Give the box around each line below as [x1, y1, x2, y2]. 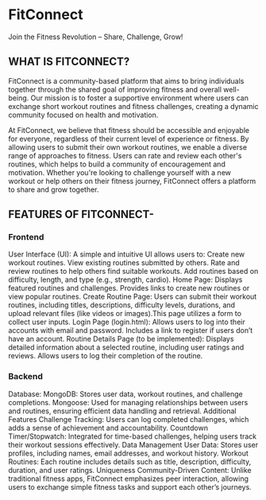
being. [8, 93, 29, 103]
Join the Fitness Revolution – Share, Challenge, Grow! [8, 32, 183, 41]
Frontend [8, 232, 44, 243]
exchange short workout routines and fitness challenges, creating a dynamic [8, 101, 259, 111]
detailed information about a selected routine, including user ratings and [8, 342, 245, 352]
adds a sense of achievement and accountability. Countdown [8, 423, 209, 432]
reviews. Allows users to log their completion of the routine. [8, 351, 203, 361]
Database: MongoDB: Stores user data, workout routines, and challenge [8, 389, 244, 399]
